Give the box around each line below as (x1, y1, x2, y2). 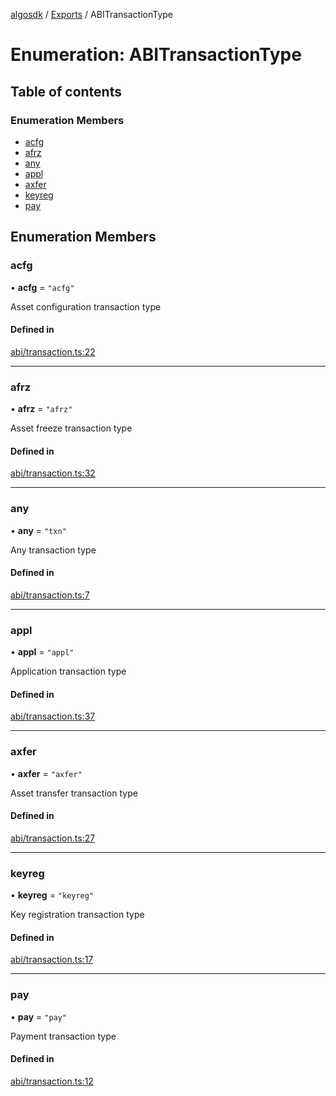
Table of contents (10, 83, 122, 100)
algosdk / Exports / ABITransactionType (10, 9, 174, 20)
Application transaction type (10, 665, 127, 678)
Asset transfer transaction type (10, 787, 138, 799)
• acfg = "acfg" (10, 281, 75, 293)
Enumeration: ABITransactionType (10, 44, 302, 66)
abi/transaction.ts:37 (10, 710, 96, 723)
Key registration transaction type (10, 909, 145, 921)
